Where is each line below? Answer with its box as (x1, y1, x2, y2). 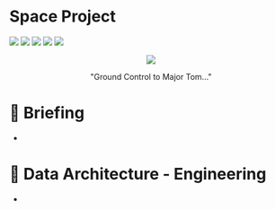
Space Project (9, 6, 117, 27)
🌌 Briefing (9, 103, 85, 123)
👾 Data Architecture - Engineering (9, 164, 267, 185)
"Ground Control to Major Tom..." (89, 71, 213, 82)
